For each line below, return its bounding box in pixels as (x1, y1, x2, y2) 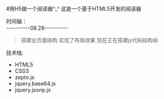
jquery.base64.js (14, 80, 56, 87)
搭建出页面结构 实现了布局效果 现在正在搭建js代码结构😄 (20, 37, 159, 43)
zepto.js (14, 74, 34, 81)
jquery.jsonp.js (14, 87, 51, 93)
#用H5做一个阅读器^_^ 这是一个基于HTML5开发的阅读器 (6, 5, 141, 12)
